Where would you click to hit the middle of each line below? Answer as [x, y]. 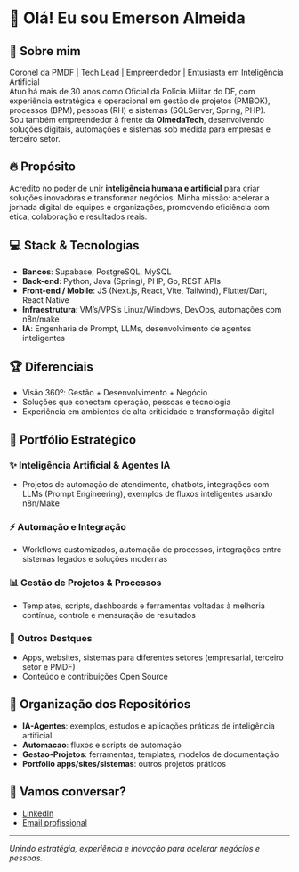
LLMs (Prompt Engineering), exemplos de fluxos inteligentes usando [147, 494]
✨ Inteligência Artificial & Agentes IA [90, 465]
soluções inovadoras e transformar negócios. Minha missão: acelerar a [139, 197]
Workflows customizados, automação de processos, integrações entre [152, 550]
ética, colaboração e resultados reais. [78, 216]
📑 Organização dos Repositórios [100, 704]
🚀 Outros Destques [51, 638]
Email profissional [54, 822]
